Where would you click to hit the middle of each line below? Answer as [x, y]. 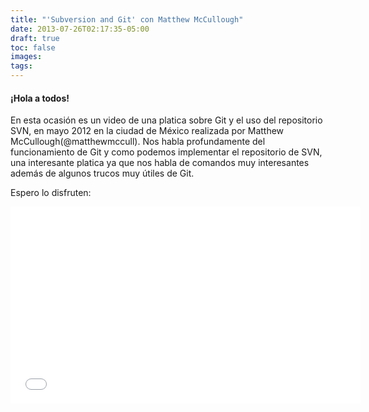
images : [26, 57]
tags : [21, 66]
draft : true [35, 38]
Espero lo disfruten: [51, 193]
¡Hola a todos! [40, 98]
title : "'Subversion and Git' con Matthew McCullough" [127, 19]
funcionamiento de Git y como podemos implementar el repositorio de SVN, [166, 152]
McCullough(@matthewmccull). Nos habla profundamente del [138, 142]
